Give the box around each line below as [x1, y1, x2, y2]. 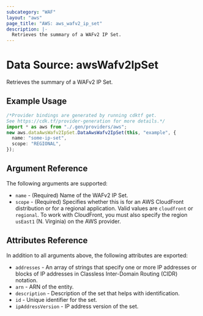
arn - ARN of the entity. [15, 283, 74, 290]
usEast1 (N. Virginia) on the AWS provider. [15, 217, 121, 225]
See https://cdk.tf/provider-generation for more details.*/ [6, 118, 166, 124]
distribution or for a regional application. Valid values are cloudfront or [15, 205, 194, 212]
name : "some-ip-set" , [12, 135, 67, 141]
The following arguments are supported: [6, 179, 108, 187]
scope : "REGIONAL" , [12, 141, 62, 147]
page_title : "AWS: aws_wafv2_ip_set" [6, 20, 103, 26]
